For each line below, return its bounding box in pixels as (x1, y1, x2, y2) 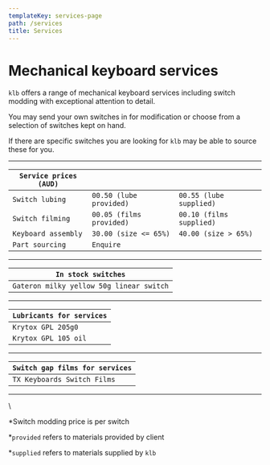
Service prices (18, 171, 78, 181)
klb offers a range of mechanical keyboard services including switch (8, 88, 235, 97)
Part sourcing (12, 241, 67, 249)
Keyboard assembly (12, 229, 83, 238)
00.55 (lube (178, 191, 225, 200)
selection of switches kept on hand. (8, 121, 126, 130)
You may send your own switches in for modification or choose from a (8, 112, 241, 121)
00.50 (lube (92, 191, 138, 200)
